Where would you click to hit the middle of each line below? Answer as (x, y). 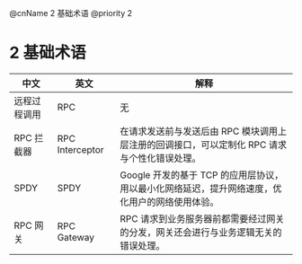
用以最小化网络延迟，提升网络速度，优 (201, 189)
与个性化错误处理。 (160, 158)
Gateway (75, 237)
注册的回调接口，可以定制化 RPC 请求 (208, 145)
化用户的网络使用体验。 (169, 202)
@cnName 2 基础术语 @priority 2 (71, 13)
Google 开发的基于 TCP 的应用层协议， (202, 175)
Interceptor (80, 149)
